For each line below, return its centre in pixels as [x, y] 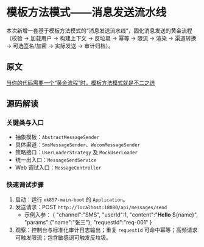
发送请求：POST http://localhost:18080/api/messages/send [91, 207]
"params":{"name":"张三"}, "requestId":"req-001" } [88, 222]
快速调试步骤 [25, 185]
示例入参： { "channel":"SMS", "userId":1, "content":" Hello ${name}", [111, 215]
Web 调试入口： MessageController [58, 168]
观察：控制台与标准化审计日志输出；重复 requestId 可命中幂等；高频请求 [106, 230]
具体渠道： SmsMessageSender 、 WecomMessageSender [78, 145]
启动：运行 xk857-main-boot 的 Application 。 [72, 199]
